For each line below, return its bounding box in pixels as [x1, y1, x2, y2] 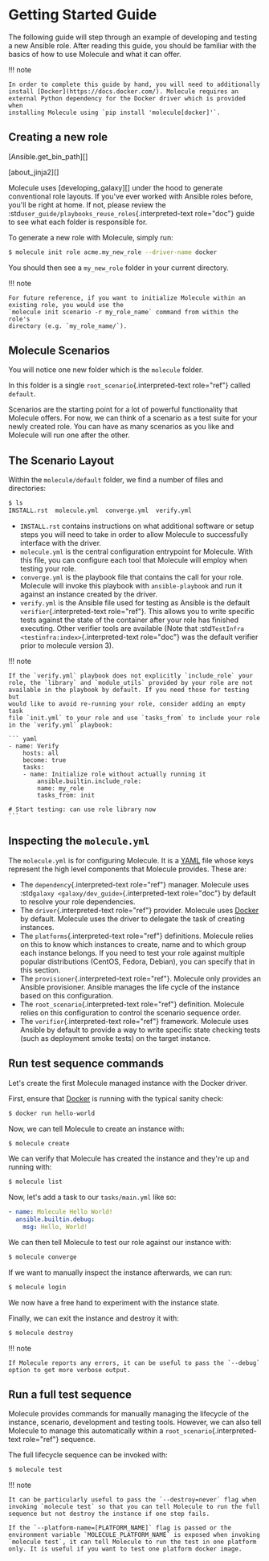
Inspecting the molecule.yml [8, 834, 150, 848]
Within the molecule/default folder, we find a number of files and [8, 475, 223, 485]
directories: [8, 484, 47, 494]
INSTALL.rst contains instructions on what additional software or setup [19, 521, 255, 531]
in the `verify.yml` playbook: [8, 721, 113, 729]
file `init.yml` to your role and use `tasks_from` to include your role [8, 714, 261, 722]
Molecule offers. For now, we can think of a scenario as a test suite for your [8, 413, 258, 423]
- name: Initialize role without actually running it [22, 770, 206, 778]
